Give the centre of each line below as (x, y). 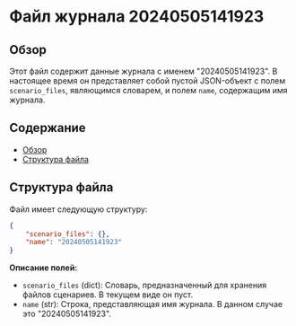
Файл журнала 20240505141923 (137, 17)
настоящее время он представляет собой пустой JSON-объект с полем (148, 81)
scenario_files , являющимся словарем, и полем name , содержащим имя (148, 90)
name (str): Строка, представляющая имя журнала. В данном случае (152, 304)
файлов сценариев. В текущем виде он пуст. (108, 295)
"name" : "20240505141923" (74, 242)
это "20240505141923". (67, 314)
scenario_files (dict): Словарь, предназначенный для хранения (144, 286)
